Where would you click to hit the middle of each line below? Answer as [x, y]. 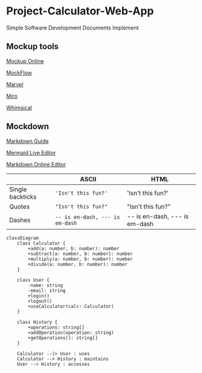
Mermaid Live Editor [31, 153]
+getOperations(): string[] [63, 338]
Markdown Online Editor [36, 164]
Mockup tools [32, 47]
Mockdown [28, 126]
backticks [23, 196]
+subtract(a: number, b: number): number [81, 253]
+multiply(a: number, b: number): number [81, 259]
